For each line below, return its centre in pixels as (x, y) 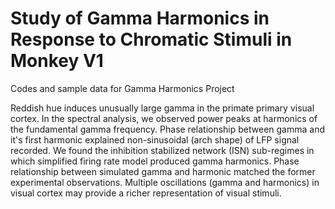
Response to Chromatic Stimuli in (151, 39)
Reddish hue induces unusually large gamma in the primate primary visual (162, 108)
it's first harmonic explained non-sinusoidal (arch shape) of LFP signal (155, 139)
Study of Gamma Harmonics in (140, 18)
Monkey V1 (57, 61)
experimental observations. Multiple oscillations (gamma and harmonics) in (165, 182)
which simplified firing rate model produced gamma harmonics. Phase (155, 161)
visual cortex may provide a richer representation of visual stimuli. (146, 193)
